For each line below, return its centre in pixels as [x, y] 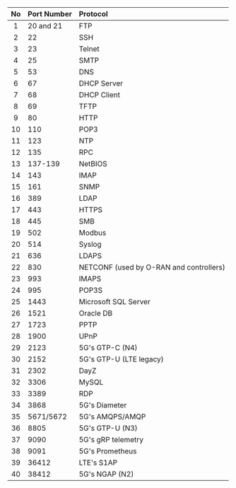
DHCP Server [101, 83]
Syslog [90, 244]
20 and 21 [45, 26]
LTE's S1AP [98, 463]
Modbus [93, 233]
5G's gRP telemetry [111, 440]
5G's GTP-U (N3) [108, 428]
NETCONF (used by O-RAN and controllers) [152, 267]
